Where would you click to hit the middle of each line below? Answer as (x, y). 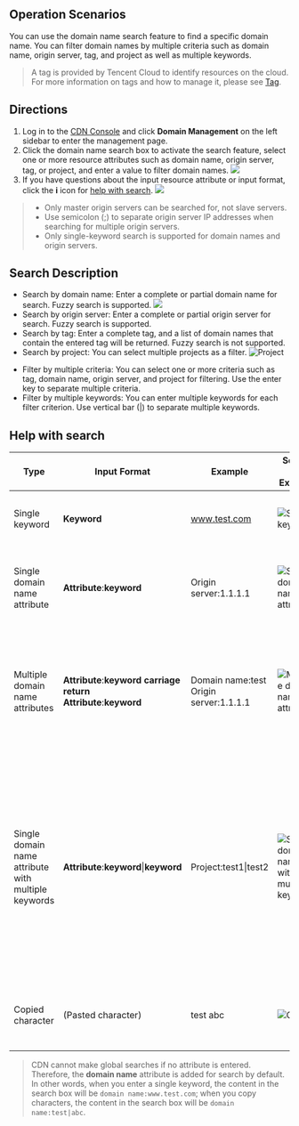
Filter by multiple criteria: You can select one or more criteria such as (149, 369)
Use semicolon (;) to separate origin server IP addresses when (159, 216)
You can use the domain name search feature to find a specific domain (139, 36)
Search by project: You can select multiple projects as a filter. (134, 352)
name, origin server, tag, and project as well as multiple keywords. (130, 55)
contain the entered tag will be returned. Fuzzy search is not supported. (154, 343)
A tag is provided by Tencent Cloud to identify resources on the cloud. (160, 72)
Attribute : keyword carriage (121, 680)
